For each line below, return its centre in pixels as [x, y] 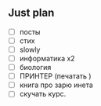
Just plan [31, 13]
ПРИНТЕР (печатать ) [55, 76]
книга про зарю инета [56, 85]
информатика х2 [47, 58]
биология [35, 68]
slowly [30, 49]
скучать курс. [43, 94]
